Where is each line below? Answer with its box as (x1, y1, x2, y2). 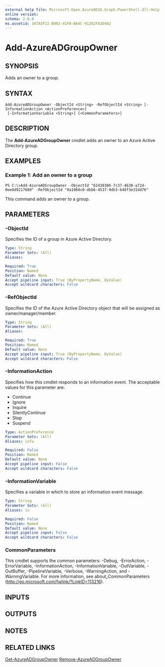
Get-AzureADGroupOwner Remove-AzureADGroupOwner (5, 657, 122, 663)
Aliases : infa (5, 439, 34, 444)
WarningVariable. (5, 573, 40, 580)
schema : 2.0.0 (5, 16, 34, 21)
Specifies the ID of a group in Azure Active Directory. (5, 236, 113, 242)
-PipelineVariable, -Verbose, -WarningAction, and (27, 568, 127, 574)
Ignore (12, 399, 26, 405)
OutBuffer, (5, 568, 26, 574)
